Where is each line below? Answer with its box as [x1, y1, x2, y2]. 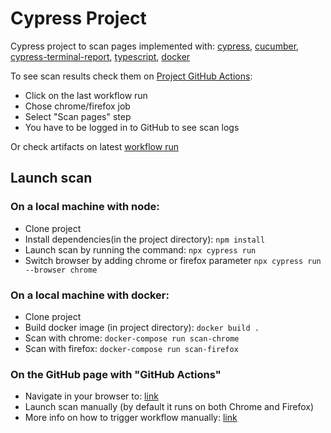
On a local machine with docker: [10, 288, 170, 302]
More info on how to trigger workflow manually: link [24, 412, 238, 424]
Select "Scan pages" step [24, 110, 132, 122]
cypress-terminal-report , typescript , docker [10, 50, 191, 62]
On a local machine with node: [10, 200, 160, 214]
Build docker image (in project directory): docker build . [24, 321, 260, 333]
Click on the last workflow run [24, 89, 148, 101]
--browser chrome [24, 265, 98, 275]
